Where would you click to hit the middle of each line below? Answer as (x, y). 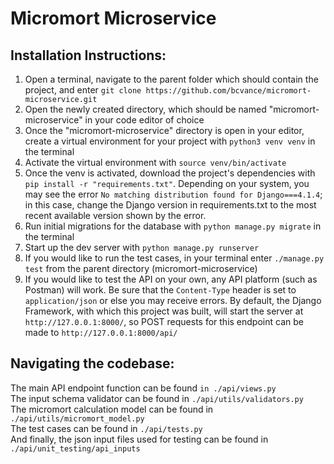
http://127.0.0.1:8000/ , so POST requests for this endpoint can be (164, 321)
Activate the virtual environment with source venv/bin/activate (155, 162)
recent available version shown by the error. (115, 215)
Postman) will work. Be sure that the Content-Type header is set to (160, 290)
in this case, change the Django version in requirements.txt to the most (170, 205)
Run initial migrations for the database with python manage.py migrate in (173, 226)
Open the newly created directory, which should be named (145, 109)
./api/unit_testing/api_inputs (75, 448)
